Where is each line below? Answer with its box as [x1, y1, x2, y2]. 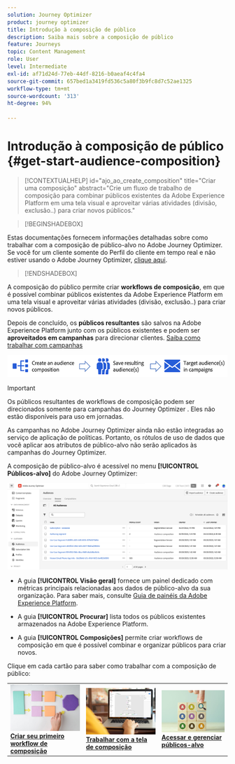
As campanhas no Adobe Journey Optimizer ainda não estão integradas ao [7, 426, 224, 434]
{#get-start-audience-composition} [7, 153, 221, 169]
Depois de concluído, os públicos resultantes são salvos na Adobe [7, 319, 201, 327]
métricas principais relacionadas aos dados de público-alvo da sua [17, 584, 211, 592]
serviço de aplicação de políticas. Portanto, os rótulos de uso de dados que [7, 433, 225, 441]
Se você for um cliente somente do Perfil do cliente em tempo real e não [7, 248, 216, 256]
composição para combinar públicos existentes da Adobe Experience [24, 191, 225, 200]
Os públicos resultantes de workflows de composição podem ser [7, 397, 195, 405]
